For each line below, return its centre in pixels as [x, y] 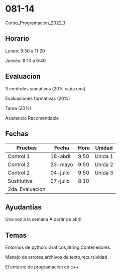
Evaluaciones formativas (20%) [38, 98]
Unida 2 [104, 164]
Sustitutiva [20, 181]
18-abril [60, 156]
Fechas [17, 133]
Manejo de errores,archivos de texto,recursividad [56, 257]
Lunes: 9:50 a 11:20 [25, 50]
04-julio [60, 173]
